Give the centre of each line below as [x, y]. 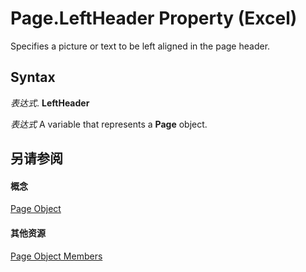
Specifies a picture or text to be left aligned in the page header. [140, 46]
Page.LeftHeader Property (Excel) [154, 18]
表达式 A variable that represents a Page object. [109, 124]
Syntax [33, 77]
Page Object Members [56, 256]
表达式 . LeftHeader [50, 103]
